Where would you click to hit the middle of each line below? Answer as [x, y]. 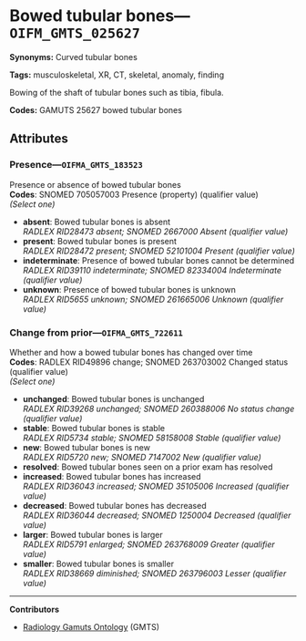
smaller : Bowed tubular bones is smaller [98, 563]
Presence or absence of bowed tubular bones [96, 184]
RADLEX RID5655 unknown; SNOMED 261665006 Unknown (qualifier [153, 299]
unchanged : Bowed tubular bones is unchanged [113, 398]
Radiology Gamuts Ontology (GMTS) [91, 626]
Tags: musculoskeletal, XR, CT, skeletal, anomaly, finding [117, 75]
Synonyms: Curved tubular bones [74, 57]
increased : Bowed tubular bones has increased [112, 476]
